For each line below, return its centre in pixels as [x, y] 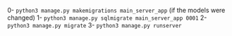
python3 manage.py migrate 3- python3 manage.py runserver [94, 25]
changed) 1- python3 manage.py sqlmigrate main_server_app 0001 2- [107, 18]
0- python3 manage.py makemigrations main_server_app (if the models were [116, 10]
